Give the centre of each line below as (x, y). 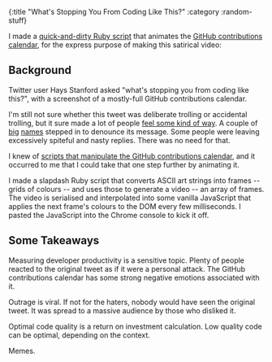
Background (40, 70)
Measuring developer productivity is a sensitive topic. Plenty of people (127, 260)
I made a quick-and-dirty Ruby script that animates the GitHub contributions (136, 36)
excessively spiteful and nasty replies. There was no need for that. (119, 140)
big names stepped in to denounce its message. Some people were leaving (134, 131)
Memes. (22, 351)
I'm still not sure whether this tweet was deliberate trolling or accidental (128, 114)
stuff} (18, 20)
